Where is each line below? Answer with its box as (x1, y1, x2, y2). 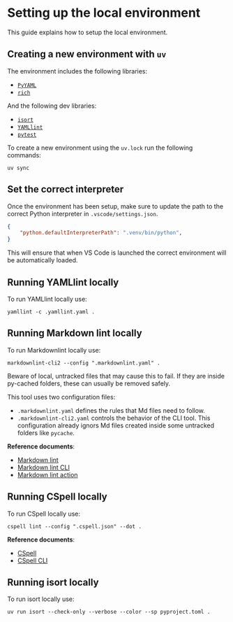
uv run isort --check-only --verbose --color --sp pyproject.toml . (7, 609, 211, 616)
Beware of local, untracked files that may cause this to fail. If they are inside (7, 372, 225, 380)
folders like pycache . (17, 428, 75, 437)
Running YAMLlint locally (7, 276, 119, 288)
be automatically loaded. (7, 256, 78, 264)
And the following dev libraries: (7, 101, 97, 110)
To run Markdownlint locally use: (7, 346, 101, 354)
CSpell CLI (17, 556, 48, 565)
